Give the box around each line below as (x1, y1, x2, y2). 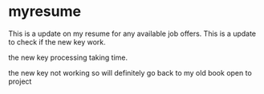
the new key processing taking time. (8, 53, 128, 62)
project (8, 76, 32, 86)
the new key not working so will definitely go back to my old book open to (8, 68, 253, 77)
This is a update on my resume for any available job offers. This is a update (8, 29, 257, 38)
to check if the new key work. (8, 37, 106, 46)
